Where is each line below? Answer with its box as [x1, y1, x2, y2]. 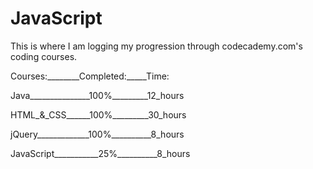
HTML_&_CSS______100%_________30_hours [10, 108, 187, 121]
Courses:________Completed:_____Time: [10, 70, 170, 82]
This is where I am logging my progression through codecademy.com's [10, 40, 303, 52]
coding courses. [10, 50, 78, 62]
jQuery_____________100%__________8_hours [10, 128, 185, 140]
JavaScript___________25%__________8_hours [10, 147, 191, 159]
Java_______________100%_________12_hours [10, 89, 185, 101]
